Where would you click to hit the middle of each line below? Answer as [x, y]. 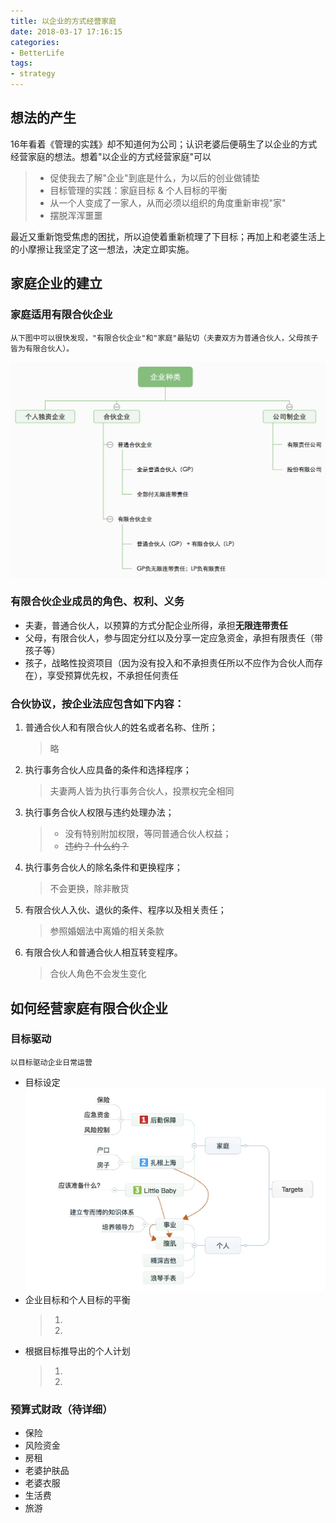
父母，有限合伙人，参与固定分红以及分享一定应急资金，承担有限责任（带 [173, 637]
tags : [21, 63]
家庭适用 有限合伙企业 [61, 315]
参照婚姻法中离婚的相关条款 [107, 931]
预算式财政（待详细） [61, 1410]
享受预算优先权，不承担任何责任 [112, 675]
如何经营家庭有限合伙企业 [89, 1008]
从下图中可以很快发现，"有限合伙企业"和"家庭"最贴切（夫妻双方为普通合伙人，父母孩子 [164, 338]
